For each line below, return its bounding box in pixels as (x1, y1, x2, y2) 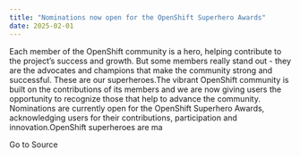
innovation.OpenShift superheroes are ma (9, 121, 163, 132)
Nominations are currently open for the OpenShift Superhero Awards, (9, 103, 265, 113)
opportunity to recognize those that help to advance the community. (9, 93, 261, 103)
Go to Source (9, 139, 58, 150)
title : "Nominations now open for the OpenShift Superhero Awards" (9, 12, 267, 22)
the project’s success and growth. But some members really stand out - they (9, 55, 292, 66)
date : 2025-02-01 (9, 21, 74, 30)
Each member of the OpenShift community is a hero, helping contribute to (9, 45, 282, 56)
